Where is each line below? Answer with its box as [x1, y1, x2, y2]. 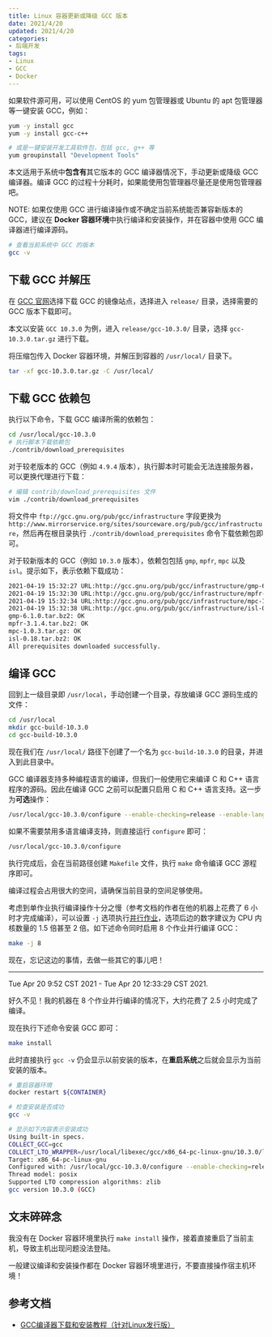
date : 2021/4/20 [8, 19, 63, 28]
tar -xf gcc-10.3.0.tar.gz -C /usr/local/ [8, 366, 154, 375]
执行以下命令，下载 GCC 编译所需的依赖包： [8, 414, 156, 424]
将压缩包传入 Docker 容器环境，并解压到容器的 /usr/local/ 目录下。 [8, 350, 236, 361]
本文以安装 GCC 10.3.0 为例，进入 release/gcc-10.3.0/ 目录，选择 [8, 324, 228, 333]
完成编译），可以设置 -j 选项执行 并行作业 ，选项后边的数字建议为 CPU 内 [22, 913, 262, 923]
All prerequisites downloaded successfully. [8, 642, 161, 650]
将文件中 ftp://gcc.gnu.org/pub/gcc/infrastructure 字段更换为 [8, 511, 222, 521]
